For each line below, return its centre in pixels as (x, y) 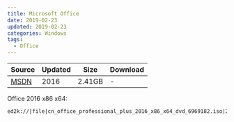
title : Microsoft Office (43, 14)
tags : (15, 40)
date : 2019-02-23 (32, 20)
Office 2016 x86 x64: (38, 99)
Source (23, 69)
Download (127, 69)
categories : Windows (37, 33)
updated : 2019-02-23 (37, 26)
